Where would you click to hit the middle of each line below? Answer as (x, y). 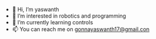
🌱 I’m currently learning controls (53, 22)
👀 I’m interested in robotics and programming (69, 16)
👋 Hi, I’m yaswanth (35, 9)
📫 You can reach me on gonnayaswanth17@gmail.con (81, 29)
